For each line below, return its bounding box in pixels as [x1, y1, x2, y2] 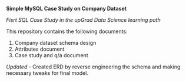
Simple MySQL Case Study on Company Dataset [6, 5, 127, 12]
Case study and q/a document [14, 52, 88, 58]
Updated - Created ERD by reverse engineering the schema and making [6, 63, 181, 70]
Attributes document [14, 45, 65, 53]
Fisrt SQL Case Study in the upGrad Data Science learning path [6, 17, 161, 23]
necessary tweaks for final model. [6, 70, 88, 76]
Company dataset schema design [14, 40, 97, 46]
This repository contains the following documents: [6, 28, 128, 35]
